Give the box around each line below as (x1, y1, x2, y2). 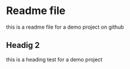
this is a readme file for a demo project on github (6, 23, 125, 30)
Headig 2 (6, 40, 40, 50)
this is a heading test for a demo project (6, 56, 103, 63)
